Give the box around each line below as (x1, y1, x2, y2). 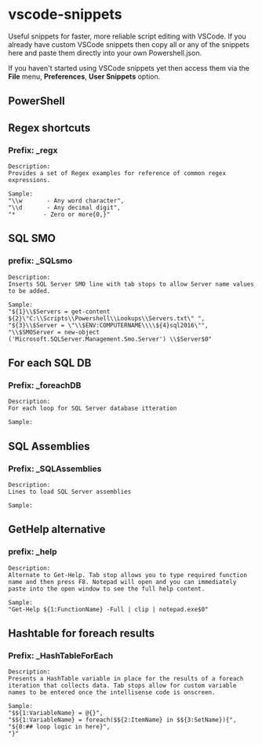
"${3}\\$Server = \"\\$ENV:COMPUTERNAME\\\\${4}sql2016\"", (8, 321, 209, 329)
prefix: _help (8, 546, 57, 557)
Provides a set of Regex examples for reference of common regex (8, 170, 226, 177)
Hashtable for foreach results (8, 626, 155, 641)
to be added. (8, 287, 51, 295)
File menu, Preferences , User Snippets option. (8, 71, 161, 81)
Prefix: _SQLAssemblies (8, 463, 102, 474)
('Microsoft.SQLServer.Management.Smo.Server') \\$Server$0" (8, 335, 213, 343)
